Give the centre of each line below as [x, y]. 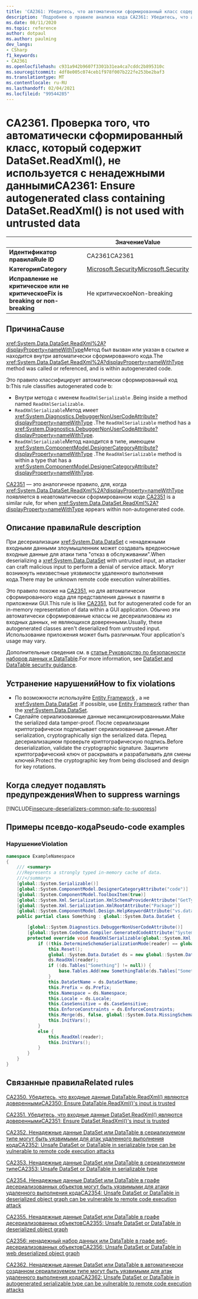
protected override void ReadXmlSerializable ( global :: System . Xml [109, 938]
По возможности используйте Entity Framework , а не [82, 698]
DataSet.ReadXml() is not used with [95, 211]
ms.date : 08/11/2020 [32, 22]
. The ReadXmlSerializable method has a [142, 422]
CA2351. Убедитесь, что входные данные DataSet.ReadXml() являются [94, 1114]
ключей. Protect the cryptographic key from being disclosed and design [102, 760]
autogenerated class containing [86, 198]
